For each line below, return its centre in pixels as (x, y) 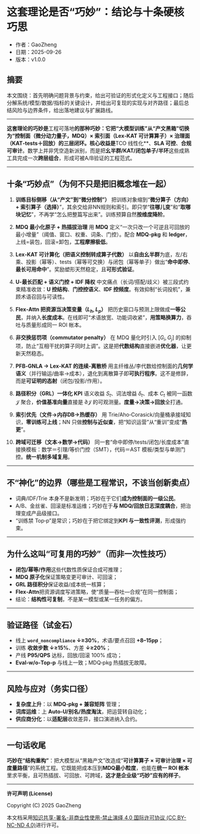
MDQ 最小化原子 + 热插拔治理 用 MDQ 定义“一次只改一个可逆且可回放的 (103, 227)
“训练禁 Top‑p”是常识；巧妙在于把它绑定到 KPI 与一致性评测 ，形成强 (98, 520)
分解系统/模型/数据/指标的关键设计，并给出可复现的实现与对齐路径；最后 (96, 103)
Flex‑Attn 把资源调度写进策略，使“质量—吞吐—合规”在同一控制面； (97, 591)
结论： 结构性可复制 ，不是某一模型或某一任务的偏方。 (80, 599)
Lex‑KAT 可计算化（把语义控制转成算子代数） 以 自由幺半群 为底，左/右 (101, 254)
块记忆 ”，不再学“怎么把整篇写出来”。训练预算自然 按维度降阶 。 (92, 214)
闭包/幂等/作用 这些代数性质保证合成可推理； (69, 569)
